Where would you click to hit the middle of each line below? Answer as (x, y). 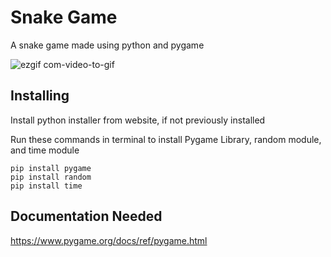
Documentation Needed (86, 216)
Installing (40, 96)
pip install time (46, 186)
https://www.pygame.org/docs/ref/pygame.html (109, 240)
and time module (45, 150)
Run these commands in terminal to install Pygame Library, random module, (166, 139)
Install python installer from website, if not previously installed (138, 120)
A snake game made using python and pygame (107, 45)
